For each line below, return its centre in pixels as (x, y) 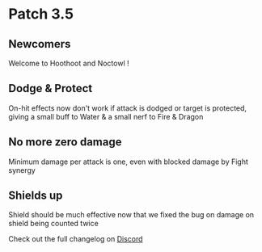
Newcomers (40, 44)
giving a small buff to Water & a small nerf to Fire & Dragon (106, 116)
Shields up (36, 196)
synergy (22, 170)
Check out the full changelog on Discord (76, 239)
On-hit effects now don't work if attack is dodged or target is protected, (128, 108)
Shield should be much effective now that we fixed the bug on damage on (131, 215)
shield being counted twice (53, 224)
